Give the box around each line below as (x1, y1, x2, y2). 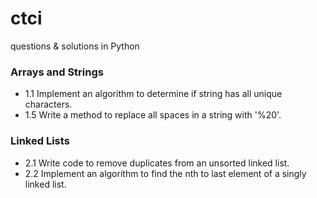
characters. (24, 98, 73, 111)
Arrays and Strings (10, 65, 104, 79)
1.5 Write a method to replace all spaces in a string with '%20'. (24, 109, 282, 121)
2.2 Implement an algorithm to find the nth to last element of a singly (24, 167, 307, 179)
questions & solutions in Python (10, 40, 140, 52)
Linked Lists (10, 134, 70, 148)
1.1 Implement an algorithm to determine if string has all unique (24, 88, 283, 100)
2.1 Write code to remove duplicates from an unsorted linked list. (24, 157, 290, 169)
